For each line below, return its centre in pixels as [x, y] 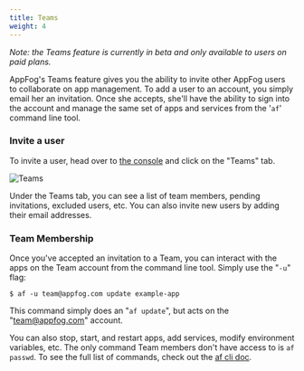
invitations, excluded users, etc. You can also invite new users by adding [145, 205]
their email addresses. [51, 214]
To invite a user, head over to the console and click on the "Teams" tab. [142, 160]
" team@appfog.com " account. [66, 320]
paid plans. [30, 62]
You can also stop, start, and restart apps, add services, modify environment [152, 338]
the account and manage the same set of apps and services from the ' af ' [146, 108]
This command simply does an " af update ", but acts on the [119, 311]
